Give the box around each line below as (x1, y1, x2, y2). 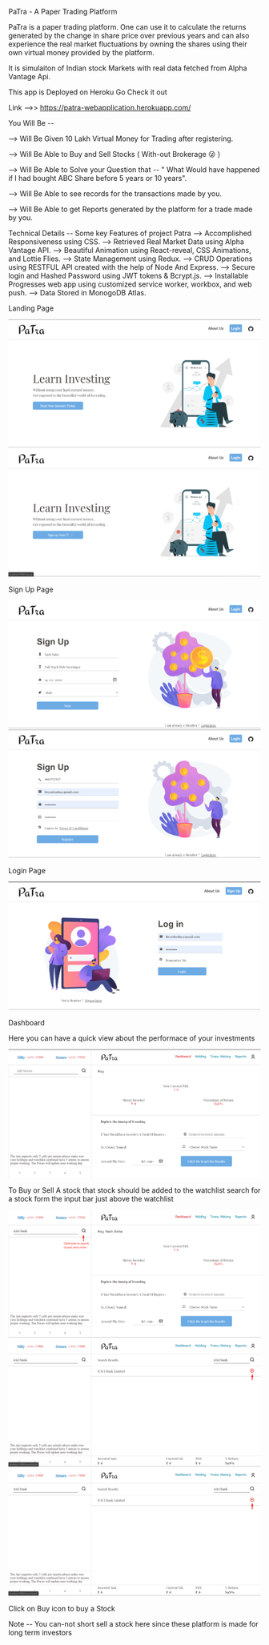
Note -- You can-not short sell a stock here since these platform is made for (8, 1619, 259, 1628)
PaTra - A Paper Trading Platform (8, 7, 118, 16)
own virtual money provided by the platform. (8, 48, 155, 57)
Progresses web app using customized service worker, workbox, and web (8, 279, 252, 289)
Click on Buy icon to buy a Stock (8, 1603, 116, 1613)
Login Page (8, 865, 46, 875)
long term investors (8, 1627, 72, 1637)
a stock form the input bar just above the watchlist (8, 1194, 174, 1203)
